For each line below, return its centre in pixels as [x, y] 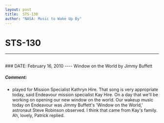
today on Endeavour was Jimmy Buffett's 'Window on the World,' [77, 105]
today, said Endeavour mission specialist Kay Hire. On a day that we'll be [85, 95]
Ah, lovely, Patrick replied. [38, 116]
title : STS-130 [21, 14]
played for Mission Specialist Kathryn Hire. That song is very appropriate [85, 90]
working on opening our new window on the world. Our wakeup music [83, 100]
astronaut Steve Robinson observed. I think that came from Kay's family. [85, 110]
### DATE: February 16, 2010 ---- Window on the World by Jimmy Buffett [79, 66]
